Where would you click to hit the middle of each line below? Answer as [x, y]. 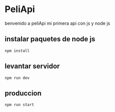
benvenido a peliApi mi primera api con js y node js [57, 23]
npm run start [20, 105]
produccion [23, 93]
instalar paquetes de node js [50, 39]
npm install [17, 51]
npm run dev [17, 78]
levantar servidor [32, 66]
